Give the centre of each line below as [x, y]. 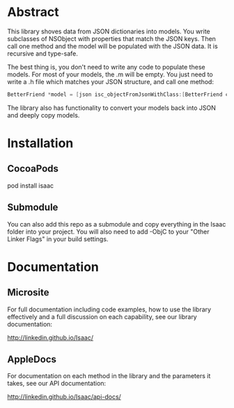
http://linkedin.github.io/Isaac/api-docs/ [64, 397]
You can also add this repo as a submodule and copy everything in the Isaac [117, 224]
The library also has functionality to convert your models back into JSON [111, 108]
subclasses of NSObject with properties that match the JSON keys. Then [111, 38]
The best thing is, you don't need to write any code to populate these [106, 67]
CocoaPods [33, 169]
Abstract [33, 12]
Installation [40, 143]
